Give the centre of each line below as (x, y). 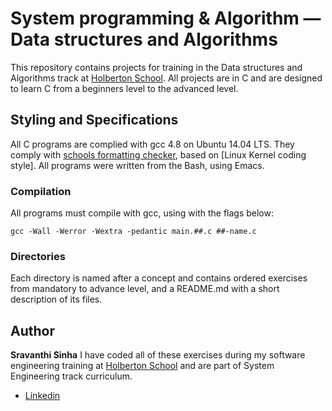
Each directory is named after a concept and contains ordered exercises (159, 278)
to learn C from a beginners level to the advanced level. (124, 88)
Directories (38, 256)
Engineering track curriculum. (71, 376)
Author (32, 330)
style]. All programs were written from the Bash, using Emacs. (137, 165)
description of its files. (56, 299)
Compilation (41, 191)
